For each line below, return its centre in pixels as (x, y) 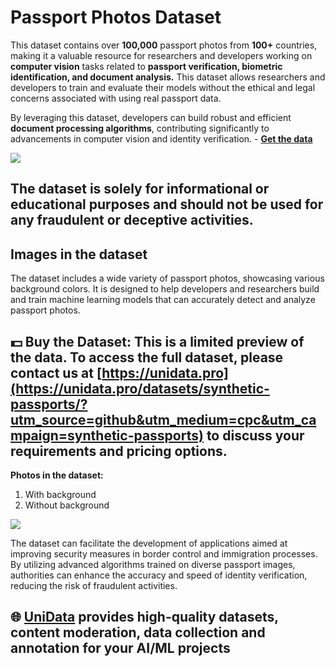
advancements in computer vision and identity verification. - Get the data (161, 138)
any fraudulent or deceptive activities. (132, 220)
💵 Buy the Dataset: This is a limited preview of (157, 341)
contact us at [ (56, 372)
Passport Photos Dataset (116, 17)
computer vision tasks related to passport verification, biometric (146, 66)
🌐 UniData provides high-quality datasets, (144, 617)
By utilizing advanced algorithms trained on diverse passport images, (153, 564)
